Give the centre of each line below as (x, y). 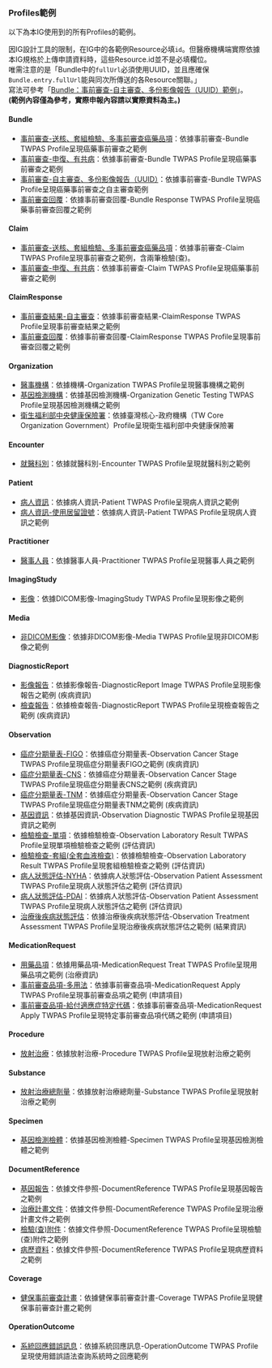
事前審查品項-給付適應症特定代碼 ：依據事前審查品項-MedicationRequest (141, 1005)
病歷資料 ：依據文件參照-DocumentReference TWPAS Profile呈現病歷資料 (142, 1249)
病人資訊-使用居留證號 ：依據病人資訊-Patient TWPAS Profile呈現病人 (135, 512)
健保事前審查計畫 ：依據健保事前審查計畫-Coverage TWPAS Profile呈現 (138, 1297)
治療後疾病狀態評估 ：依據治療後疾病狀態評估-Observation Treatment (135, 916)
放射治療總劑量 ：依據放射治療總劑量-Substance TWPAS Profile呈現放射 (139, 1092)
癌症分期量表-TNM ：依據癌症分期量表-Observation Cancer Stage (129, 794)
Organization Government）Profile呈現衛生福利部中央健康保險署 (127, 426)
